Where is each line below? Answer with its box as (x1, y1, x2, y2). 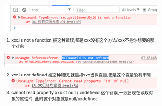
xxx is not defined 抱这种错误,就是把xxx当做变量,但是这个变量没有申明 (11, 72, 151, 78)
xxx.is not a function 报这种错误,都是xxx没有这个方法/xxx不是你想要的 (11, 37, 150, 43)
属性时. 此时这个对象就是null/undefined (19, 95, 98, 102)
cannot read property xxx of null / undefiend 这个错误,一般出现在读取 (11, 90, 149, 95)
